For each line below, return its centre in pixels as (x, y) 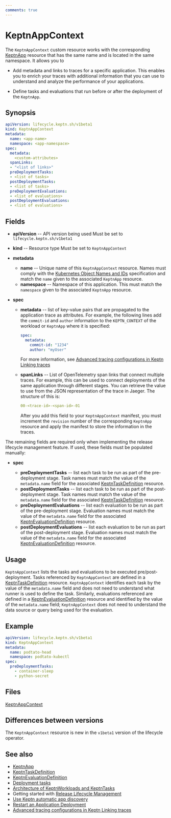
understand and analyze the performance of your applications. (78, 81)
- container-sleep (34, 672)
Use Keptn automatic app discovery (50, 799)
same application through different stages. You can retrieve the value (93, 386)
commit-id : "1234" (49, 345)
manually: (16, 453)
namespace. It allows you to (35, 60)
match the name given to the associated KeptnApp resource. (81, 279)
